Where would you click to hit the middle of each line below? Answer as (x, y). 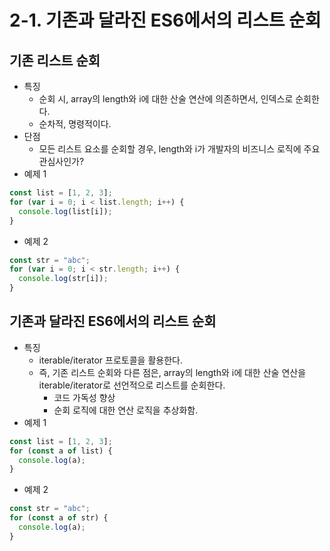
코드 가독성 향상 (84, 397)
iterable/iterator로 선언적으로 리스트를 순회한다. (132, 385)
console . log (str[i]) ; (63, 279)
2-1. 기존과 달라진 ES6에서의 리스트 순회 (165, 20)
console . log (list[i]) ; (65, 211)
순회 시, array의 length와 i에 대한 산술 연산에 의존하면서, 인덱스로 (166, 99)
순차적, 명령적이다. (75, 124)
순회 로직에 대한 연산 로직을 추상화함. (126, 410)
